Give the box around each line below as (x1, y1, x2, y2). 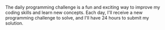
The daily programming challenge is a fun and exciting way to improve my (5, 4, 160, 10)
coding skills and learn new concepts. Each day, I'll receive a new (5, 9, 143, 15)
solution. (5, 20, 24, 26)
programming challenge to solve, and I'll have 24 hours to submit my (5, 15, 149, 20)
